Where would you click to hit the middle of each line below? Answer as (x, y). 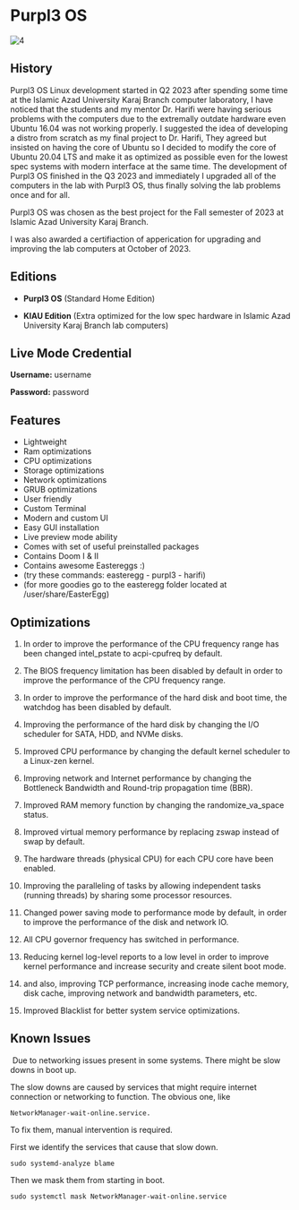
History (31, 69)
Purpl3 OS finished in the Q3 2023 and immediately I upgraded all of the (143, 176)
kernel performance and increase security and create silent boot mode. (155, 966)
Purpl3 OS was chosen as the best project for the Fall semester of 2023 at (147, 212)
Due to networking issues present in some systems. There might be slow (146, 1060)
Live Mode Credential (71, 353)
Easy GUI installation (61, 528)
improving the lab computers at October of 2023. (101, 248)
